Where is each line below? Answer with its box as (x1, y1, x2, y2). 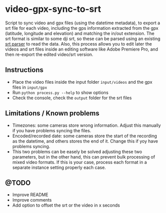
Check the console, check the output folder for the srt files (12, 95, 132, 101)
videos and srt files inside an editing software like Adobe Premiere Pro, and (5, 46, 158, 52)
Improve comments (12, 197, 52, 203)
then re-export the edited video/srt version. (5, 51, 93, 57)
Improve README (12, 192, 48, 198)
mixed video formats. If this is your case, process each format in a (12, 159, 147, 165)
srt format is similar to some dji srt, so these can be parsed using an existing (5, 36, 161, 42)
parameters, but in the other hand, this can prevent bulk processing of (12, 154, 156, 160)
